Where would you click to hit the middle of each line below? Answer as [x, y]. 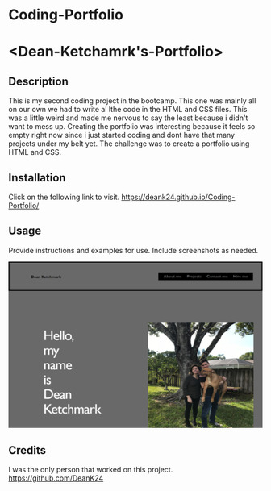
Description [38, 81]
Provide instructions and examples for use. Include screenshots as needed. [133, 250]
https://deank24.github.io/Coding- [178, 197]
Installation [37, 178]
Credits [27, 450]
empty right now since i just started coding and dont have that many [122, 135]
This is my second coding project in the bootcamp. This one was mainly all [132, 101]
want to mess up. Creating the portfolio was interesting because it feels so [132, 127]
